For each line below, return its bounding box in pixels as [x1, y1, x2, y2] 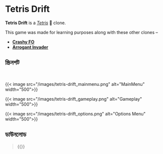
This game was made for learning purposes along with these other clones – [5, 29, 159, 35]
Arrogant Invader [12, 44, 48, 50]
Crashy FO [12, 38, 34, 45]
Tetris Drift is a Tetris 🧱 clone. [5, 20, 66, 26]
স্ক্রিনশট [5, 58, 20, 67]
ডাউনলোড [5, 130, 27, 139]
